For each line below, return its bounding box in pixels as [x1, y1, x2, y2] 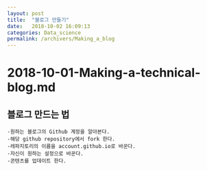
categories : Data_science [7, 29, 81, 36]
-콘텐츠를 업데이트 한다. [7, 158, 67, 165]
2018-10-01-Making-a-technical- [7, 65, 201, 81]
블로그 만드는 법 [7, 108, 70, 120]
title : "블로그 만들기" [7, 16, 70, 23]
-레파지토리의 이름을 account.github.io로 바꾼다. [7, 143, 136, 150]
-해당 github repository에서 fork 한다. [7, 136, 115, 143]
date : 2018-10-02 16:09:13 [7, 23, 90, 29]
